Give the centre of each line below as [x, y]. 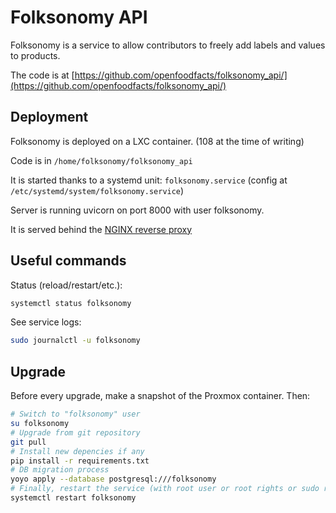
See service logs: [46, 322]
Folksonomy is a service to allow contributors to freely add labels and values [168, 45]
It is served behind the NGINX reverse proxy [101, 229]
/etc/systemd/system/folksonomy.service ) [97, 190]
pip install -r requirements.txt [80, 461]
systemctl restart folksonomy [73, 498]
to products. [35, 55]
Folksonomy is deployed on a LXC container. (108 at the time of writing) [157, 141]
